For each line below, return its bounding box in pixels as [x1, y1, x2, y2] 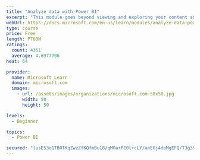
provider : [6, 69, 31, 75]
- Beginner [11, 118, 39, 124]
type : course [6, 25, 39, 31]
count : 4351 [11, 47, 42, 53]
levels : [6, 113, 26, 119]
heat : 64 [6, 58, 28, 64]
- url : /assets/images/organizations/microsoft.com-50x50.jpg [17, 91, 174, 97]
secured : [6, 145, 28, 151]
